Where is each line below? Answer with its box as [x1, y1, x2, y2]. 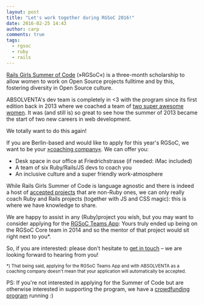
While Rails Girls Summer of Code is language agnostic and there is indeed [6, 182, 194, 189]
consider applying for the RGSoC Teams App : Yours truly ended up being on [6, 220, 198, 227]
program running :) [6, 292, 54, 299]
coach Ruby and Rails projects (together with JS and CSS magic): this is [6, 195, 187, 202]
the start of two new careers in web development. [6, 115, 132, 123]
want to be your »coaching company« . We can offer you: [6, 145, 149, 152]
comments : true [6, 32, 45, 38]
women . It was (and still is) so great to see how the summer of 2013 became [6, 109, 198, 116]
